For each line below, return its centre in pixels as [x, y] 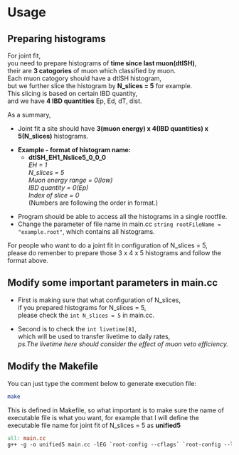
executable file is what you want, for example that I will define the [103, 417]
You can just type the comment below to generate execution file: [102, 383]
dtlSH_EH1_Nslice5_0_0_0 [67, 157]
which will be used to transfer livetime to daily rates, [94, 336]
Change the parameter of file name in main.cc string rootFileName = [119, 224]
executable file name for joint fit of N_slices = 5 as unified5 [94, 425]
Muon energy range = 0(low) [70, 180]
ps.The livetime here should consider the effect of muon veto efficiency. [123, 344]
